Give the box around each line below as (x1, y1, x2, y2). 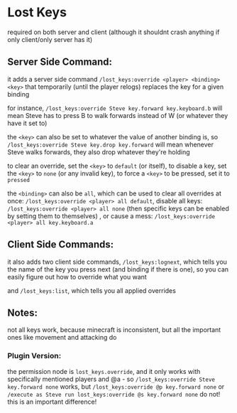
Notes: (7, 306, 38, 318)
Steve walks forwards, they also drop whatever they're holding (7, 147, 190, 156)
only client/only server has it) (7, 35, 93, 43)
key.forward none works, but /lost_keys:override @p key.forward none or (7, 382, 225, 391)
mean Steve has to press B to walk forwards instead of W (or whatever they (7, 111, 228, 119)
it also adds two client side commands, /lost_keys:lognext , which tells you (7, 257, 227, 266)
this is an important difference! (7, 397, 97, 406)
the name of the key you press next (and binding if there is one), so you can (7, 264, 229, 274)
